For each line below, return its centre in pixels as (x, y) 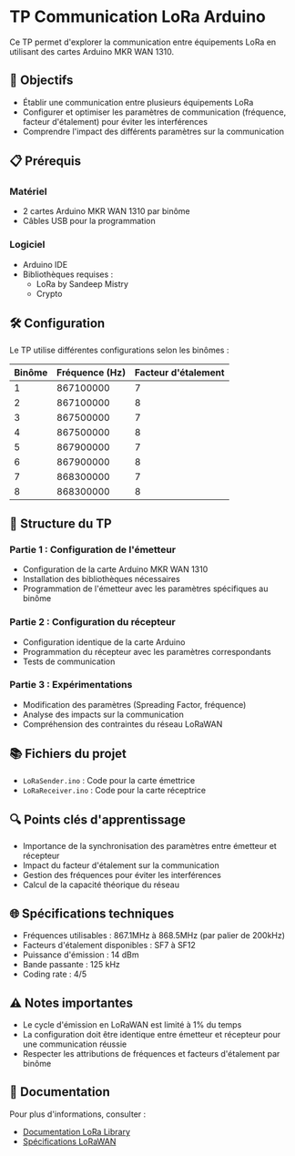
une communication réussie (75, 1044)
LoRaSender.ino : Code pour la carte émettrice (109, 780)
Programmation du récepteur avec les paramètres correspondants (147, 651)
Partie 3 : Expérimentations (71, 685)
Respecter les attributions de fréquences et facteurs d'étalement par (151, 1054)
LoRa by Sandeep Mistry (82, 283)
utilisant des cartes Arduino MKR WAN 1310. (92, 51)
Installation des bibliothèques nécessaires (101, 579)
